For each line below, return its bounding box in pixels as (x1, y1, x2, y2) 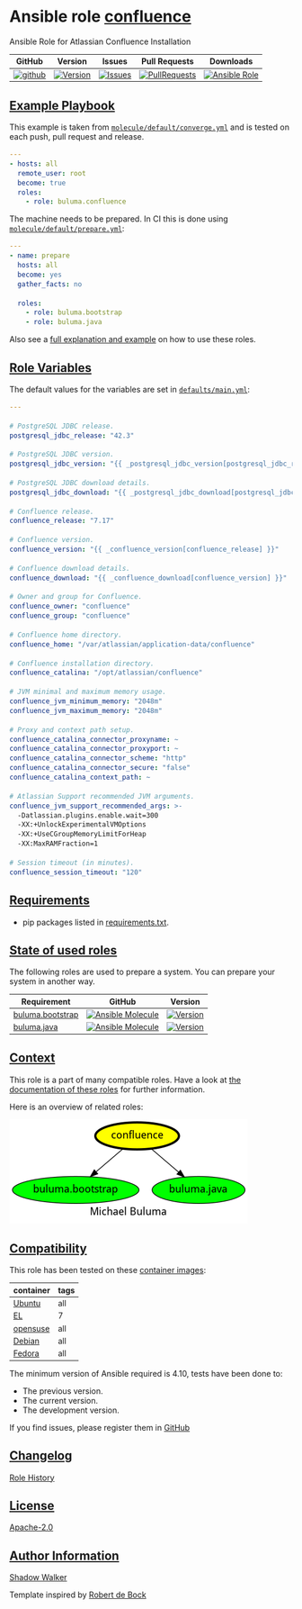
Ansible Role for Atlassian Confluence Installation (9, 36, 191, 47)
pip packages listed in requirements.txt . (22, 917, 169, 927)
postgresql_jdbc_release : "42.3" (9, 430, 135, 440)
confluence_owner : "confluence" (9, 601, 130, 611)
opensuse (13, 1323, 50, 1333)
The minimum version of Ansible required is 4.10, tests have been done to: (9, 1368, 283, 1378)
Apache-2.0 (9, 1522, 54, 1532)
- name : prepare (9, 251, 70, 260)
